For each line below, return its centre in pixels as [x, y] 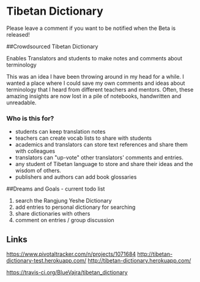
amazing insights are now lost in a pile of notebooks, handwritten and [94, 96]
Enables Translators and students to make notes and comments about [94, 58]
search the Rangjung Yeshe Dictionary [63, 201]
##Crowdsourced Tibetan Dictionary [52, 46]
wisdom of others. [38, 171]
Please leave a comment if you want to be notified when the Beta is [91, 28]
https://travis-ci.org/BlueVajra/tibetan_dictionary [67, 272]
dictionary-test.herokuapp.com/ [46, 261]
